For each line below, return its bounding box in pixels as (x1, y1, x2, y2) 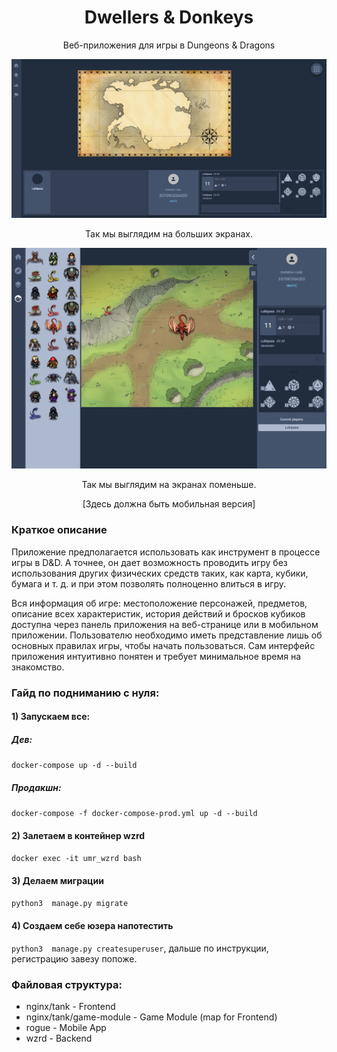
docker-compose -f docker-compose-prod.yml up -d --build (11, 809, 258, 819)
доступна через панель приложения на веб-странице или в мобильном (11, 618, 319, 630)
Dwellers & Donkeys (84, 6, 254, 29)
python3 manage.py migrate (11, 899, 129, 909)
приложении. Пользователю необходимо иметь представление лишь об (11, 629, 323, 641)
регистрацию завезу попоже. (11, 952, 138, 965)
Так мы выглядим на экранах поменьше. (81, 479, 257, 491)
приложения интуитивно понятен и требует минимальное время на (11, 650, 302, 662)
